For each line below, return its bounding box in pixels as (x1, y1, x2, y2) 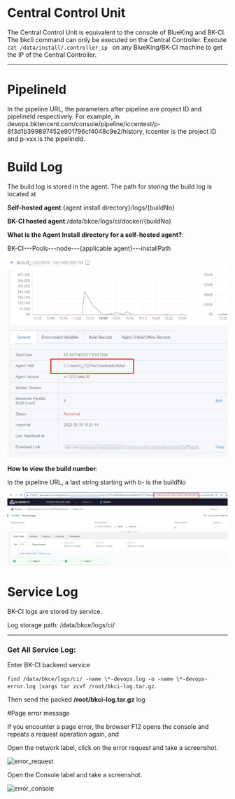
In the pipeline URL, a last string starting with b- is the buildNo (7, 478, 187, 486)
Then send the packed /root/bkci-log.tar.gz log (7, 695, 145, 704)
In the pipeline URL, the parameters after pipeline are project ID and (7, 104, 202, 113)
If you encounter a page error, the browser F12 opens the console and (7, 722, 209, 730)
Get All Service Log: (7, 645, 76, 655)
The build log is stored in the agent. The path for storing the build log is (7, 182, 212, 191)
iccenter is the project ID (145, 127, 217, 135)
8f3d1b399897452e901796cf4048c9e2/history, (7, 127, 145, 135)
